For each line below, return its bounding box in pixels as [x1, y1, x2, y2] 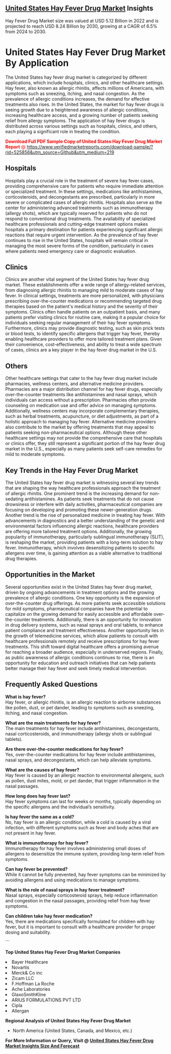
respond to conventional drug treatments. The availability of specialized [5, 215, 156, 222]
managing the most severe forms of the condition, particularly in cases [5, 243, 154, 249]
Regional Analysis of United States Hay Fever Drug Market [5, 1017, 131, 1023]
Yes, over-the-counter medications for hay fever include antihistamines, [5, 751, 156, 757]
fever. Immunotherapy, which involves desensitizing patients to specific [5, 545, 155, 550]
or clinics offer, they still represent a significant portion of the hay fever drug [5, 440, 165, 446]
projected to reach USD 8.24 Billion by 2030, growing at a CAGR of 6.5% [5, 23, 158, 29]
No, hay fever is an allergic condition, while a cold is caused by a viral [5, 819, 151, 825]
